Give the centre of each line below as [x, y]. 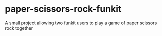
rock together [19, 28]
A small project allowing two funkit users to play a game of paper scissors [81, 23]
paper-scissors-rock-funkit [63, 9]
